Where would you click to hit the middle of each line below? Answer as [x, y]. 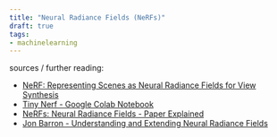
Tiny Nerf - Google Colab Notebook [88, 105]
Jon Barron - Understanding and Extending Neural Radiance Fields [145, 124]
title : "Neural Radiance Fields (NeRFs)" [88, 17]
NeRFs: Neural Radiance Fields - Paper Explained [113, 114]
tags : [19, 34]
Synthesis [41, 95]
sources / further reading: [57, 68]
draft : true [31, 26]
